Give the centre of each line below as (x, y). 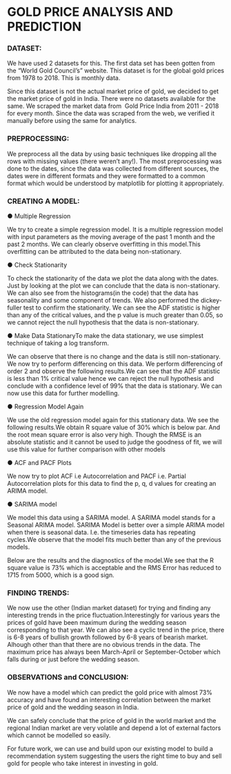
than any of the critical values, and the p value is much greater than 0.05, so (115, 315)
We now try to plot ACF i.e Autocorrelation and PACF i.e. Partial (97, 476)
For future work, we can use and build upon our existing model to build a (110, 748)
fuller (14, 308)
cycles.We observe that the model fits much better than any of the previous (114, 540)
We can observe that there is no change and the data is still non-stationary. (114, 357)
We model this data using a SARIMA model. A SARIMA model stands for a (111, 518)
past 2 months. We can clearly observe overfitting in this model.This (104, 244)
